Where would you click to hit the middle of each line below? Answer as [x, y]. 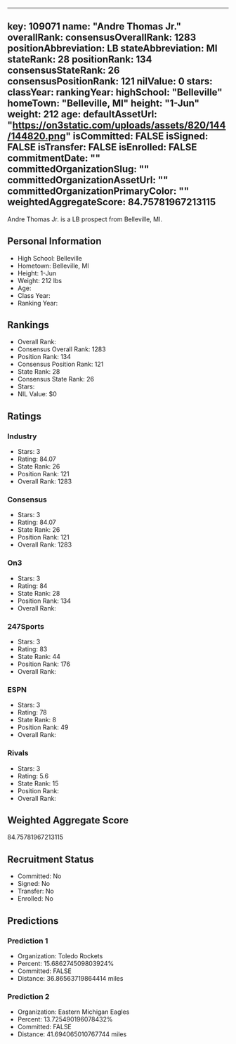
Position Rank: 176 [44, 664]
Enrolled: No [35, 899]
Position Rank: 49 [43, 727]
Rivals [18, 753]
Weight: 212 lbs [39, 280]
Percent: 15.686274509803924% [66, 963]
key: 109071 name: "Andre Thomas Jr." [94, 26]
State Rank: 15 [38, 783]
